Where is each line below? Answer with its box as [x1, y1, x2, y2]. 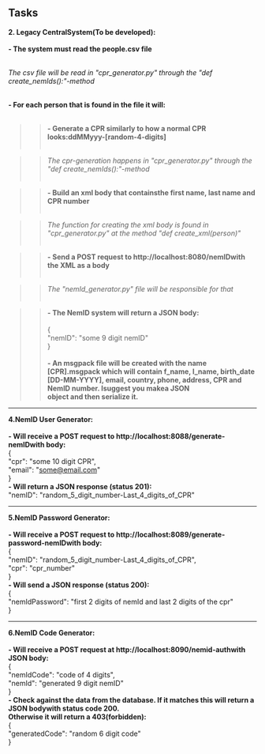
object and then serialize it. [47, 391, 139, 402]
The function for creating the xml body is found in [47, 220, 209, 229]
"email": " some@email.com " [8, 465, 101, 474]
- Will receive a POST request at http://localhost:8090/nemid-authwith [8, 644, 246, 654]
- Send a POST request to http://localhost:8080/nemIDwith [47, 252, 246, 262]
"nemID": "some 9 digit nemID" [47, 333, 148, 342]
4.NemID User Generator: [8, 414, 93, 424]
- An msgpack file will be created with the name [47, 358, 207, 368]
